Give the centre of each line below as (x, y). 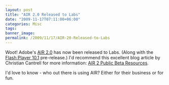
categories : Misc (24, 24)
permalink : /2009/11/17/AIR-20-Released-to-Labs (58, 38)
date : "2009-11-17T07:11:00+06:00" (43, 19)
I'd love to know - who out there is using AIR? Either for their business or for (84, 72)
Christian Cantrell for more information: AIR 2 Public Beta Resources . (77, 63)
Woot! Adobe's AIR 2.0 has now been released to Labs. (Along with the (79, 52)
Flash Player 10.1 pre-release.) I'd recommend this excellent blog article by (83, 57)
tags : (11, 29)
